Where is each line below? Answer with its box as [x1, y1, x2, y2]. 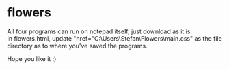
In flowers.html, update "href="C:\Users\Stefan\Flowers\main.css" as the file [7, 34, 222, 42]
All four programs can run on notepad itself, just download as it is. [7, 27, 193, 35]
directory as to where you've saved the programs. [7, 41, 148, 50]
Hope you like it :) [7, 54, 57, 63]
